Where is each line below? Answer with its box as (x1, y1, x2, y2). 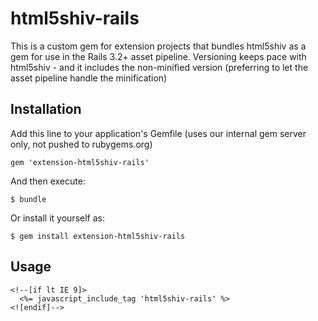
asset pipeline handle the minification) (10, 72, 168, 84)
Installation (10, 101, 82, 118)
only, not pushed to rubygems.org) (10, 138, 153, 150)
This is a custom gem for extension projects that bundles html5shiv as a (10, 40, 307, 52)
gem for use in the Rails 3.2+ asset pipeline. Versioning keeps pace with (10, 50, 307, 62)
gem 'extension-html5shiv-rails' (10, 157, 150, 167)
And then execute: (10, 175, 86, 187)
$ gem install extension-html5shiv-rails (10, 231, 186, 241)
